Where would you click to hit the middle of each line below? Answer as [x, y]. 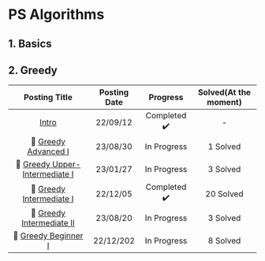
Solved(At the [224, 92]
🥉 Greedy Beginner [48, 236]
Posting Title [48, 98]
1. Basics [30, 44]
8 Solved [224, 240]
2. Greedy [33, 70]
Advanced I [48, 151]
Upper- [67, 165]
